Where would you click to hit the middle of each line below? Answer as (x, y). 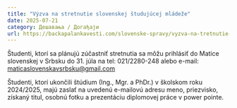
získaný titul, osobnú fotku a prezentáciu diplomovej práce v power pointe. (116, 97)
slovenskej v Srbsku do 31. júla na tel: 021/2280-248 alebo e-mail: (103, 61)
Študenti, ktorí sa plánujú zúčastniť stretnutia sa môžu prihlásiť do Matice (114, 54)
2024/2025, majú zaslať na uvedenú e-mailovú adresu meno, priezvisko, (113, 90)
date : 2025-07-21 (33, 20)
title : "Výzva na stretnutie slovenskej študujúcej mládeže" (99, 14)
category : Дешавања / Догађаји (53, 27)
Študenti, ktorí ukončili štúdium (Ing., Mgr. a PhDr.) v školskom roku (105, 83)
